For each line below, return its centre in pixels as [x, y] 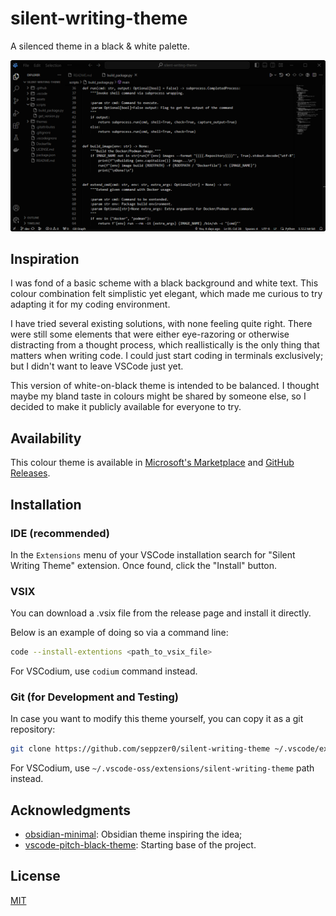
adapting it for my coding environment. [90, 304]
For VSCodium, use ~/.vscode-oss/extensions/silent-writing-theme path [162, 768]
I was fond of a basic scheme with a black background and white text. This [164, 283]
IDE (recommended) [60, 533]
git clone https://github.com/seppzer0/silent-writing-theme [140, 749]
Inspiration [45, 258]
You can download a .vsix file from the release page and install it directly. [161, 613]
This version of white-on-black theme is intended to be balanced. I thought [165, 386]
